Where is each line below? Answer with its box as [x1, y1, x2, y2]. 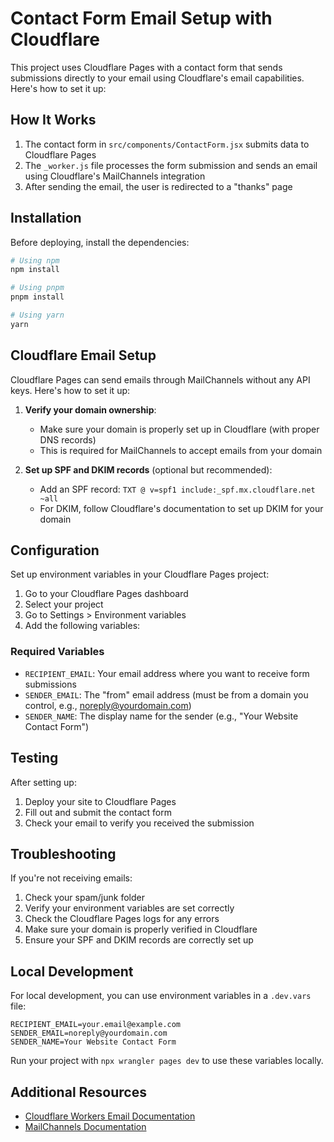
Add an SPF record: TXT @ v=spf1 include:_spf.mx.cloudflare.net [39, 483, 316, 495]
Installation [10, 210, 82, 227]
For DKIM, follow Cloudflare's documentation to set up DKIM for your [39, 502, 324, 514]
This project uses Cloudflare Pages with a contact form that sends [10, 61, 283, 73]
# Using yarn [10, 310, 65, 321]
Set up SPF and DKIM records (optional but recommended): [24, 463, 273, 476]
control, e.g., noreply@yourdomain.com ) [24, 699, 192, 711]
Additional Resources [10, 1083, 147, 1101]
